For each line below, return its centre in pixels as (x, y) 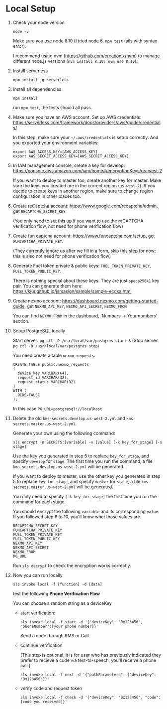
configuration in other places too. (47, 196)
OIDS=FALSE (29, 395)
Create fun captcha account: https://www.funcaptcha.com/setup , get (84, 236)
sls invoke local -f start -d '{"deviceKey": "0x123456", (82, 622)
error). (19, 46)
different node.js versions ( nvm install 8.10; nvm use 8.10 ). (75, 61)
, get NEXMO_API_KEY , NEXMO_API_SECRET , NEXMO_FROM (76, 306)
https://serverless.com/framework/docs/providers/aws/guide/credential (87, 122)
